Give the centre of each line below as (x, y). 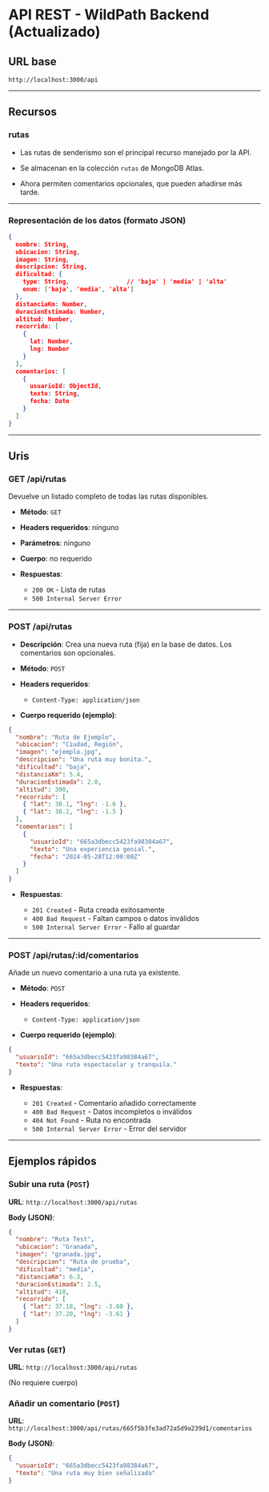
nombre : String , (42, 244)
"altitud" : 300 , (42, 789)
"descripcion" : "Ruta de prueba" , (73, 1262)
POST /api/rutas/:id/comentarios (74, 956)
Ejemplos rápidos (52, 1162)
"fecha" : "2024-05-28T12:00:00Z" (85, 857)
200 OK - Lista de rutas (69, 590)
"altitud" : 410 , (42, 1292)
